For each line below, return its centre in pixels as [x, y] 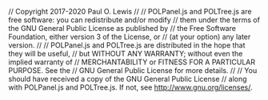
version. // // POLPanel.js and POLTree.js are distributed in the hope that [127, 45]
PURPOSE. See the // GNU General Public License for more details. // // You [133, 70]
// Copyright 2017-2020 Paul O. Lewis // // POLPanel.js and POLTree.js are [130, 12]
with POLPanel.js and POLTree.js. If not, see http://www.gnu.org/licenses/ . [131, 87]
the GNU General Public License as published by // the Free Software [122, 28]
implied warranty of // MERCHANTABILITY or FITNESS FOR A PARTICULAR [132, 62]
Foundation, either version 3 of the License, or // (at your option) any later [130, 37]
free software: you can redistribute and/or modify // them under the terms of [134, 20]
